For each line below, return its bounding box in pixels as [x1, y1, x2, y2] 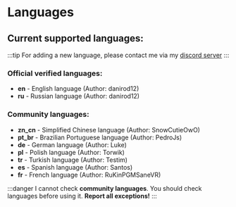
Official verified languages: [7, 68, 103, 78]
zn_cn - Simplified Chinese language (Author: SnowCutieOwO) [17, 125, 201, 134]
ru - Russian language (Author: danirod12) [17, 92, 139, 101]
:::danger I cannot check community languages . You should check [7, 184, 202, 192]
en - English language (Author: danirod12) [17, 84, 139, 93]
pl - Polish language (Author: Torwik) [17, 148, 125, 156]
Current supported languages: [7, 32, 144, 44]
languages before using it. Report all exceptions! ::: [7, 192, 157, 200]
